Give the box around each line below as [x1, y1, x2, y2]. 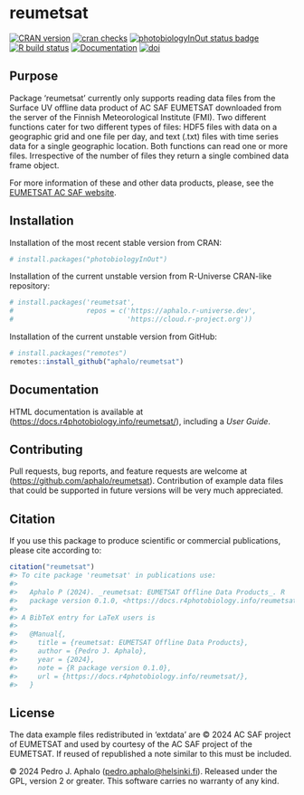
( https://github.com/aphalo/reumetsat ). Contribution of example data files [9, 476, 283, 487]
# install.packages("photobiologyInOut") [9, 254, 168, 264]
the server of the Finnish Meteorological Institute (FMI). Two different [9, 111, 267, 122]
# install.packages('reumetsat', [9, 298, 136, 308]
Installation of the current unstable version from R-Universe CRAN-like [9, 270, 272, 282]
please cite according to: [9, 545, 102, 556]
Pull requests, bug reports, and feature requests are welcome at [9, 466, 248, 477]
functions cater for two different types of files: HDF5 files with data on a [9, 121, 278, 132]
